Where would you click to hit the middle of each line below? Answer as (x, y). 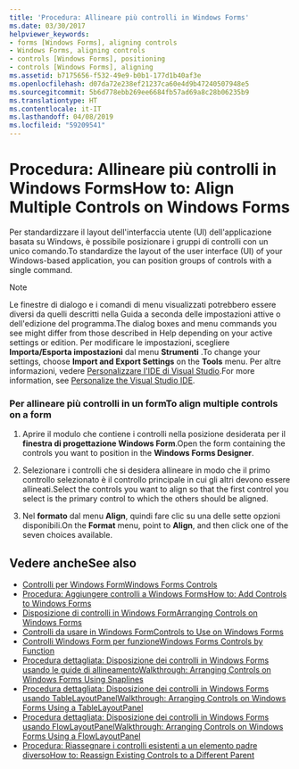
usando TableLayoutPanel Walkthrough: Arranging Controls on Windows (154, 699)
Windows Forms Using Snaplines (83, 680)
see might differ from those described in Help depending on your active (141, 333)
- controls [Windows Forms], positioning (87, 59)
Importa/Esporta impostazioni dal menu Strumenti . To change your (135, 351)
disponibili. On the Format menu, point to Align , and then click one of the (155, 525)
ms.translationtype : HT (54, 100)
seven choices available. (67, 535)
